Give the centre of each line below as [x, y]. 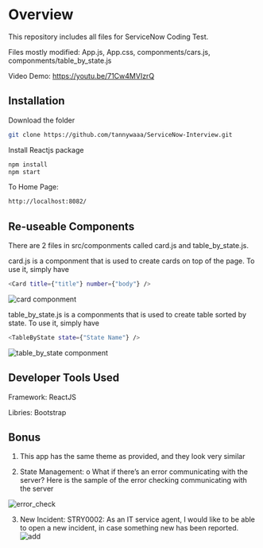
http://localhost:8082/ [48, 202]
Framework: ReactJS [43, 397]
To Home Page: [34, 187]
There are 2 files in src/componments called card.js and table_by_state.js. [128, 246]
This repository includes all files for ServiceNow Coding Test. [108, 37]
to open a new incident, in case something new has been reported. [129, 528]
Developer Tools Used [64, 378]
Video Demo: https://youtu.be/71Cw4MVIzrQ [81, 76]
